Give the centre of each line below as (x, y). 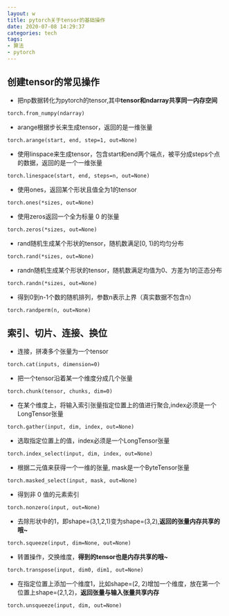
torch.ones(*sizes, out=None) (51, 203)
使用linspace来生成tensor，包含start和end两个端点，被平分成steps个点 (118, 154)
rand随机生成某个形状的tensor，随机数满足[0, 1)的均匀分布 (101, 243)
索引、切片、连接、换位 (57, 333)
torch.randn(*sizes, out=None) (52, 283)
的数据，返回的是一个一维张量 (59, 162)
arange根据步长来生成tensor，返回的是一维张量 (85, 127)
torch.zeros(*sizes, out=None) (52, 230)
